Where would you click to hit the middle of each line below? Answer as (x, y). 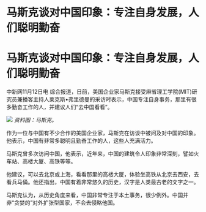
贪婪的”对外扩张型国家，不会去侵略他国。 (66, 203)
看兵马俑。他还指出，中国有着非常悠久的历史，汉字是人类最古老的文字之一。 (103, 182)
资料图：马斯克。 (35, 120)
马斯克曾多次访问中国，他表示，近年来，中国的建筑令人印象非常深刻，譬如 (100, 154)
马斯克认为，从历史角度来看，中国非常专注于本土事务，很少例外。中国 (95, 195)
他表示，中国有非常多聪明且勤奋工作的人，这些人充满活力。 (81, 141)
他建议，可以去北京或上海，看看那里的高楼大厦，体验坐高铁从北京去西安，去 (103, 175)
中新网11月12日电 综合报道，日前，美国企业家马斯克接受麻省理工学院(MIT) (99, 92)
